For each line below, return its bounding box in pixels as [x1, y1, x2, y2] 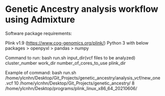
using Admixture [5, 14, 75, 25]
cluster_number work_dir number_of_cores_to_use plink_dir [5, 60, 126, 66]
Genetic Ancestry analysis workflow [5, 3, 159, 15]
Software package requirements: [5, 30, 72, 36]
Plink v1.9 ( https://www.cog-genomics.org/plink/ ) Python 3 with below [5, 40, 149, 46]
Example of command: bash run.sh [5, 69, 77, 75]
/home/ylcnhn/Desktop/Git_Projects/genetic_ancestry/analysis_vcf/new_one [5, 75, 161, 81]
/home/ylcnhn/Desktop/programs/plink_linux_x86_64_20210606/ [5, 85, 138, 91]
